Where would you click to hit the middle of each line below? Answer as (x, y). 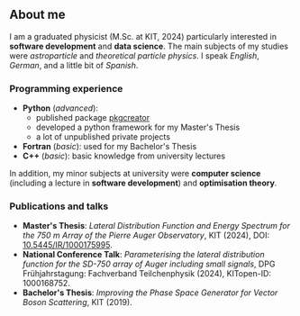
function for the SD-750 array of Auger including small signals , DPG (149, 264)
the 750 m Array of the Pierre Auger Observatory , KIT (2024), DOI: (146, 235)
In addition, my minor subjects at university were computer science (135, 174)
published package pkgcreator (93, 118)
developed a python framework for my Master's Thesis (138, 127)
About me (37, 15)
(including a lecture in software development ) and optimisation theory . (143, 183)
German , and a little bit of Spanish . (74, 65)
